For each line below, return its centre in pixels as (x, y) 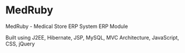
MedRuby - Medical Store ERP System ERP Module (67, 26)
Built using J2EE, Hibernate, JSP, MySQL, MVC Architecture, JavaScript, (92, 37)
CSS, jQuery (20, 44)
